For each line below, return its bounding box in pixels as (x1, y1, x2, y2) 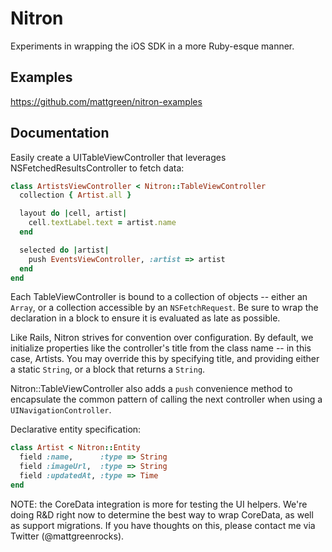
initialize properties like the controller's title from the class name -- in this (10, 342, 312, 354)
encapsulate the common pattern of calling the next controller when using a (10, 393, 323, 406)
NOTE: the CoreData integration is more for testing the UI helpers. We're (10, 498, 308, 510)
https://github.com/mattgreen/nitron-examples (10, 95, 203, 107)
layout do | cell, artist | (19, 208, 128, 219)
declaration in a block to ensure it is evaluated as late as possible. (10, 312, 281, 324)
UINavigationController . (10, 404, 112, 416)
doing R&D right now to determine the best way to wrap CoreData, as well (10, 508, 314, 521)
